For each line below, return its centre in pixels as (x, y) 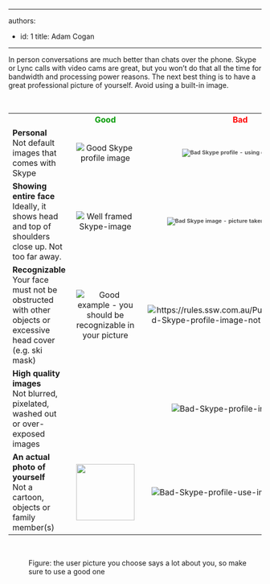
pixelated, (31, 404)
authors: (22, 21)
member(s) (33, 527)
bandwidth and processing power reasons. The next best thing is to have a (132, 77)
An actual (31, 457)
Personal (30, 133)
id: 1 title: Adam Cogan (57, 36)
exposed (29, 434)
